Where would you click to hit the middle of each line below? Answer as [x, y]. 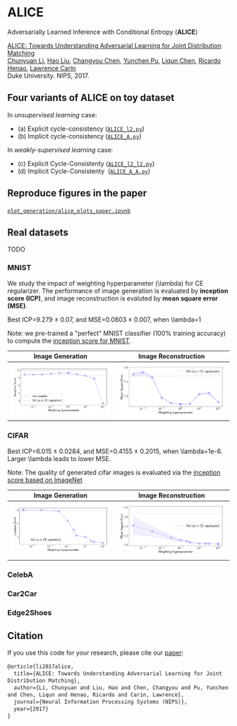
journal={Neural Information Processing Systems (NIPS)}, [101, 702]
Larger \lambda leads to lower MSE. [59, 458]
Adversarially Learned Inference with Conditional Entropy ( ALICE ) [103, 32]
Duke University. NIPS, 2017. [48, 76]
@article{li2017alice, [41, 667]
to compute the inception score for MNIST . [69, 341]
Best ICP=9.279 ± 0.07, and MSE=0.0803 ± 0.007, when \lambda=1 [104, 320]
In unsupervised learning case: [52, 115]
